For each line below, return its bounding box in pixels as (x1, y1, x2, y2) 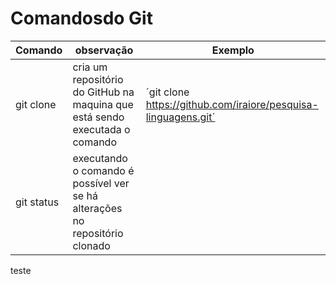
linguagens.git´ (145, 110, 216, 124)
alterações (72, 201, 123, 215)
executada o (72, 122, 131, 136)
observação (74, 43, 134, 57)
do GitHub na (72, 85, 135, 99)
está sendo (72, 110, 125, 124)
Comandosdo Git (10, 7, 153, 30)
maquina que (72, 97, 134, 111)
